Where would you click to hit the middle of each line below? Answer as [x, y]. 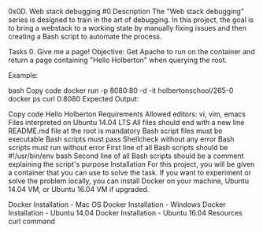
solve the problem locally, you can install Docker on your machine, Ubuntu [129, 181]
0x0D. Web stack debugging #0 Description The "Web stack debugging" [126, 11]
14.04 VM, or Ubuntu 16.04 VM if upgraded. [79, 189]
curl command [31, 221]
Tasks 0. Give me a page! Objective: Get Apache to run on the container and [131, 52]
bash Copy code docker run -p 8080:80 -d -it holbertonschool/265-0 [121, 90]
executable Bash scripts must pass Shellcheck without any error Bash [121, 139]
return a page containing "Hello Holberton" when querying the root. [118, 60]
